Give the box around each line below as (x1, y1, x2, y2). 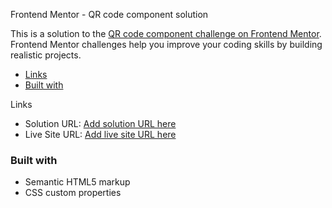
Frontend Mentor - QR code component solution (10, 9, 209, 20)
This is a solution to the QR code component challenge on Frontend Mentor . (10, 28, 322, 39)
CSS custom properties (24, 187, 122, 199)
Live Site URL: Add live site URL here (24, 129, 177, 140)
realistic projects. (10, 49, 82, 61)
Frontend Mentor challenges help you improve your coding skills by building (10, 39, 323, 50)
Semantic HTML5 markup (24, 176, 131, 188)
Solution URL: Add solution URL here (24, 118, 177, 129)
